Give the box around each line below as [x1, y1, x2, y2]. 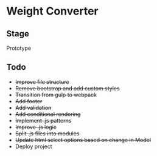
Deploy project [15, 143, 53, 150]
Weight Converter [6, 4, 99, 18]
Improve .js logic [15, 123, 57, 131]
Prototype [6, 44, 32, 52]
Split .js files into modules [15, 129, 80, 137]
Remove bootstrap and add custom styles [15, 84, 120, 92]
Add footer [15, 97, 43, 104]
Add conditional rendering [15, 110, 81, 118]
